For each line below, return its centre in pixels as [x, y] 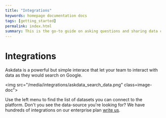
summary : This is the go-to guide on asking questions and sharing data [82, 31]
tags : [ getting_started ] [31, 21]
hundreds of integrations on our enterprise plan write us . [63, 110]
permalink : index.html [28, 26]
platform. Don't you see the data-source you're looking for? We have [75, 105]
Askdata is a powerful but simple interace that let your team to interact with [82, 70]
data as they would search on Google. [44, 75]
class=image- [138, 85]
